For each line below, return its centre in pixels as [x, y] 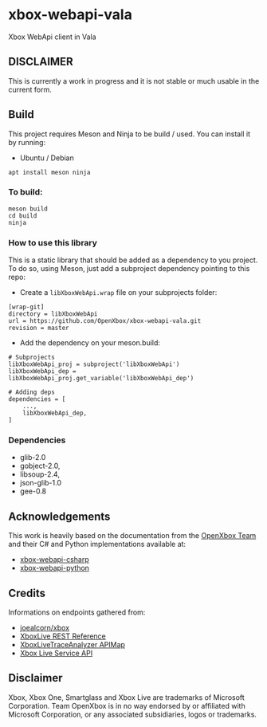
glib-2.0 [33, 458]
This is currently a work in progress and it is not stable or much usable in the [134, 81]
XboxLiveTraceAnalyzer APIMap [73, 645]
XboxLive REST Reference [63, 636]
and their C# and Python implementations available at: [97, 544]
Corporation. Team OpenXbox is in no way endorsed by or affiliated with [127, 705]
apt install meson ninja [49, 172]
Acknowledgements [59, 516]
